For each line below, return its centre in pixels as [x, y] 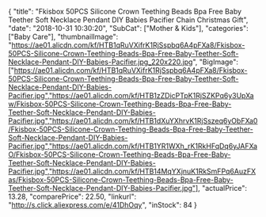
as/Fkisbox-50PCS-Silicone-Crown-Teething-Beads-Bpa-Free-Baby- [121, 180]
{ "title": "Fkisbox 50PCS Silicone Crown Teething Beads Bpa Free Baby [125, 11]
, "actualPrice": [222, 188]
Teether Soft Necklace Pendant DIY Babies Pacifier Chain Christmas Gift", [128, 20]
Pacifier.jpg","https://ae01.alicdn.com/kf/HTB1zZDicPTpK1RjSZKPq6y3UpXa [131, 95]
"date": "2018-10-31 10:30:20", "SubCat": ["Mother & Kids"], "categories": [128, 28]
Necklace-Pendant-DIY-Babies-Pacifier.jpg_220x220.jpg [101, 62]
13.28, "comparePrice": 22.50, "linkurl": [72, 196]
